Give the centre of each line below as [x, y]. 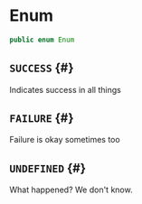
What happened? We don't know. [71, 190]
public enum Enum [42, 40]
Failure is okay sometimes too [65, 140]
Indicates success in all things [66, 89]
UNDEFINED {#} [47, 168]
